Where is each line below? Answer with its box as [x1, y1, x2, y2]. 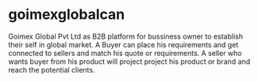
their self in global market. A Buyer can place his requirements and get [8, 39, 239, 49]
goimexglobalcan [8, 6, 125, 24]
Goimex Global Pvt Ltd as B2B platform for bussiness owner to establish [8, 32, 244, 41]
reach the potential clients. [8, 65, 95, 74]
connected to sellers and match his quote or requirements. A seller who [8, 48, 242, 58]
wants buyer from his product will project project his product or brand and [8, 57, 251, 66]
